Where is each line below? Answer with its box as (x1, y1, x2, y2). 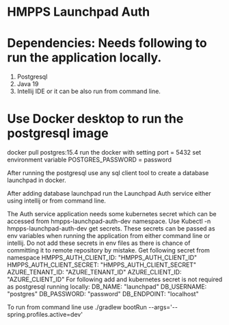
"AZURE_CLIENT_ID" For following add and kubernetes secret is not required (7, 275, 223, 284)
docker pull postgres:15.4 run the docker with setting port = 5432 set (7, 148, 202, 157)
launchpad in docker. (7, 176, 66, 185)
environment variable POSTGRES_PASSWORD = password (7, 155, 172, 164)
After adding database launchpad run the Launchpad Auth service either (7, 190, 211, 198)
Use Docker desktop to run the (7, 111, 184, 127)
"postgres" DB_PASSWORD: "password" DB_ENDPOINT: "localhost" (7, 290, 200, 298)
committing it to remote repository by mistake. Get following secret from (7, 246, 210, 255)
